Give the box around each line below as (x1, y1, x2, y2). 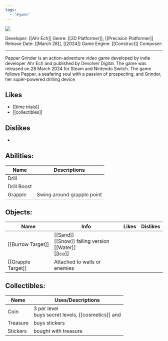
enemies (54, 264, 74, 271)
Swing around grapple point (36, 191, 102, 198)
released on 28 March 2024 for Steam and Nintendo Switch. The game (5, 66, 151, 72)
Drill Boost (7, 183, 32, 190)
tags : (5, 7, 16, 13)
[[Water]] (54, 244, 76, 251)
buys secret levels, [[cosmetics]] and (33, 311, 121, 318)
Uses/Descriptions (54, 296, 100, 303)
